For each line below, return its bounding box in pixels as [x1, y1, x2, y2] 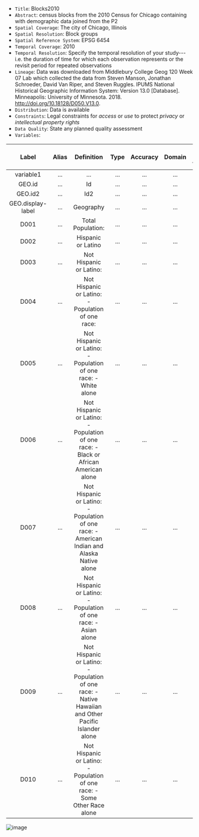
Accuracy [130, 153, 159, 161]
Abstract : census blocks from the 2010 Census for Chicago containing [14, 11, 187, 18]
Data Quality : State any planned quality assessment [14, 125, 143, 132]
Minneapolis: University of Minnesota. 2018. [14, 93, 123, 100]
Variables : [14, 131, 41, 139]
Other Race [73, 801, 105, 809]
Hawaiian [76, 703, 102, 710]
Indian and [73, 542, 104, 550]
